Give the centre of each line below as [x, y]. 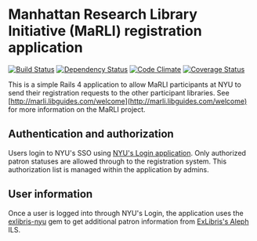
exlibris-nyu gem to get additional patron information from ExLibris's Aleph [128, 221]
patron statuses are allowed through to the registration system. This [118, 161]
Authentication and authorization [91, 134]
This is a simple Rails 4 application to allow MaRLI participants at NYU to [125, 85]
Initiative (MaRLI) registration [105, 31]
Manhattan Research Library [103, 14]
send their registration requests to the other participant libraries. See [119, 92]
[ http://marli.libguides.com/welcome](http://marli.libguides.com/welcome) [128, 101]
